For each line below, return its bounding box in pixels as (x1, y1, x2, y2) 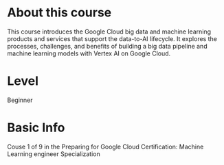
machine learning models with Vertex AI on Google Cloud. (7, 49, 171, 58)
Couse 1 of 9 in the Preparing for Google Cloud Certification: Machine (7, 142, 204, 151)
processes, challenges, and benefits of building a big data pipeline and (7, 42, 208, 50)
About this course (7, 5, 112, 21)
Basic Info (7, 120, 65, 136)
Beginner (7, 96, 33, 104)
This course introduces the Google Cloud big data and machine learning (7, 27, 212, 36)
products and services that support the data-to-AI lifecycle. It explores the (7, 34, 218, 42)
